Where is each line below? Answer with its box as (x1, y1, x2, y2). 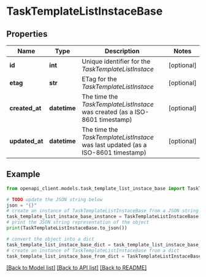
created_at (9, 104, 42, 112)
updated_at (9, 137, 44, 145)
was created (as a (82, 108, 134, 116)
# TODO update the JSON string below (6, 196, 103, 203)
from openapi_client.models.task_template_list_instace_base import (6, 185, 185, 191)
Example (6, 169, 40, 180)
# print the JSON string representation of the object (6, 219, 150, 226)
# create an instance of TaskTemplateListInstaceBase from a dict (6, 247, 180, 254)
